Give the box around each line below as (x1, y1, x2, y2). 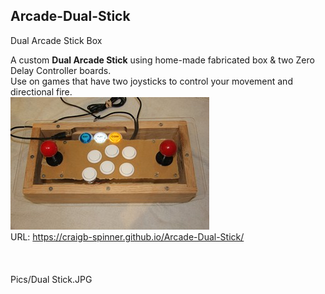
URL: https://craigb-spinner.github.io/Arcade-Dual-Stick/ (10, 230, 245, 243)
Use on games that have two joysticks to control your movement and (10, 75, 293, 87)
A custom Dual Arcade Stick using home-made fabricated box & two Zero (10, 54, 315, 66)
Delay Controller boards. (10, 64, 112, 76)
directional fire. (10, 85, 73, 98)
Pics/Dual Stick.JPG (10, 273, 93, 285)
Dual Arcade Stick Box (10, 34, 103, 46)
